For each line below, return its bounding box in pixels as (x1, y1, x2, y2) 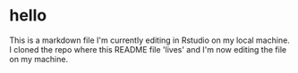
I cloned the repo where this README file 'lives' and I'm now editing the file (9, 44, 287, 54)
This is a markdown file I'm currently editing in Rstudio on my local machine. (9, 35, 291, 45)
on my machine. (9, 53, 69, 64)
